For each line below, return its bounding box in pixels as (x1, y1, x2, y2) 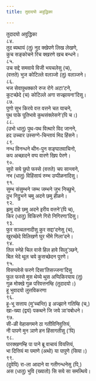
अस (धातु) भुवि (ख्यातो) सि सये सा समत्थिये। (6, 367, 91, 374)
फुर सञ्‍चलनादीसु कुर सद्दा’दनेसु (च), (6, 226, 75, 233)
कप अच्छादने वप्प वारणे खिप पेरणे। (6, 152, 71, 159)
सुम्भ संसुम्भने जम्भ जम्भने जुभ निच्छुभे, (6, 185, 76, 192)
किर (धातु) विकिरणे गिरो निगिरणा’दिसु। (6, 212, 79, 219)
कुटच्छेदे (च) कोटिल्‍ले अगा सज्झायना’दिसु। (6, 91, 87, 98)
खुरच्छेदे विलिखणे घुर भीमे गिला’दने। (6, 232, 73, 240)
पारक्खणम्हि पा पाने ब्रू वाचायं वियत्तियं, (6, 340, 75, 347)
